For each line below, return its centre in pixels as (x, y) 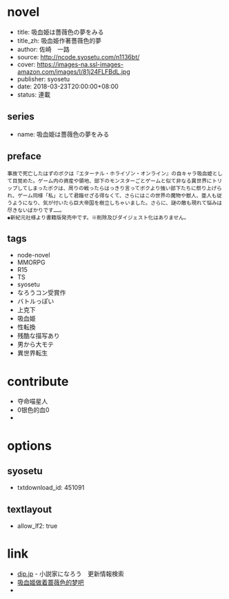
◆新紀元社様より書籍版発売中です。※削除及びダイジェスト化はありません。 (98, 217)
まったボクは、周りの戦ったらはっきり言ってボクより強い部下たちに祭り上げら (127, 188)
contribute (38, 381)
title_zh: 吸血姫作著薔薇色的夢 (59, 40)
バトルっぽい (36, 302)
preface (24, 156)
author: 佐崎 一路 (43, 49)
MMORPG (31, 262)
